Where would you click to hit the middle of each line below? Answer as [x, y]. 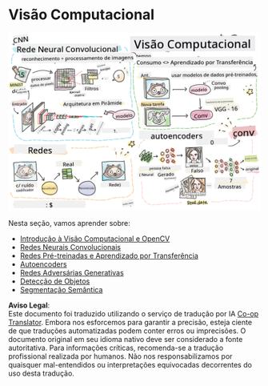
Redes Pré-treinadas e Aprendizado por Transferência [109, 255]
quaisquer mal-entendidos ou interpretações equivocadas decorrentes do [130, 364]
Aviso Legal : [29, 305]
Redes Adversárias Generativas [72, 272]
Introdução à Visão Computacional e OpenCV [95, 239]
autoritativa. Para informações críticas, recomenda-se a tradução [116, 348]
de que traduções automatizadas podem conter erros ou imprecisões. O [127, 331]
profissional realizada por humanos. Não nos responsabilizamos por [120, 356]
